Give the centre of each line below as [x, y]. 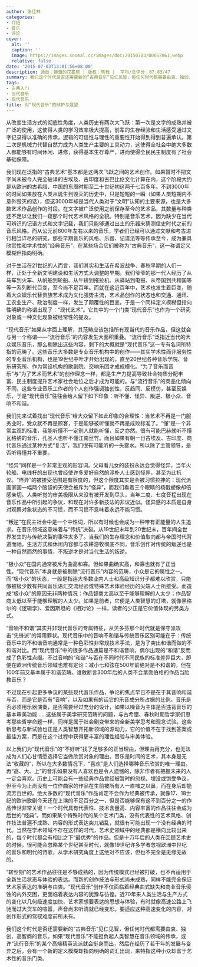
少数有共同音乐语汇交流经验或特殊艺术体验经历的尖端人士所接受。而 [104, 586]
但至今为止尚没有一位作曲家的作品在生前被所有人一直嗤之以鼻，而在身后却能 [99, 785]
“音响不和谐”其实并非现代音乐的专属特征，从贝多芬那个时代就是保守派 [91, 628]
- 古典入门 [18, 88]
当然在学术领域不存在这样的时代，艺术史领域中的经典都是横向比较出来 [101, 830]
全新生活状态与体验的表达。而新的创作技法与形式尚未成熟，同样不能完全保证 [99, 879]
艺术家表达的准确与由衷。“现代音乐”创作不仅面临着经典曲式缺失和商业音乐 [96, 887]
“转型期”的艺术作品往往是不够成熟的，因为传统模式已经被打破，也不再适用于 [99, 872]
